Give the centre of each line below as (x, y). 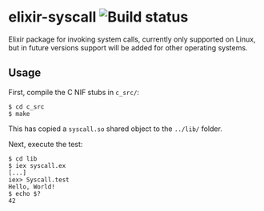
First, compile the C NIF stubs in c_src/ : (74, 92)
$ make (19, 113)
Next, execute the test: (46, 144)
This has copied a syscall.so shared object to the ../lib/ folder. (115, 129)
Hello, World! (32, 187)
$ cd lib (23, 159)
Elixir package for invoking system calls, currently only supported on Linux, (132, 39)
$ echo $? (25, 193)
